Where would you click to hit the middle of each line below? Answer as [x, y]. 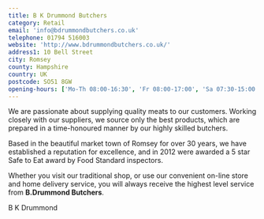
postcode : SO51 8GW [40, 81]
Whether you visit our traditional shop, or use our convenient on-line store [128, 176]
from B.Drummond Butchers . [56, 193]
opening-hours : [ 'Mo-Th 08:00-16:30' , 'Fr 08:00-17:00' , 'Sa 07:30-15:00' [134, 89]
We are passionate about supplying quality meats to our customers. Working [132, 111]
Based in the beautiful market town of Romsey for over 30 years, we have [127, 144]
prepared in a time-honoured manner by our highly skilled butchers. [118, 128]
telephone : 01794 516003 [49, 38]
